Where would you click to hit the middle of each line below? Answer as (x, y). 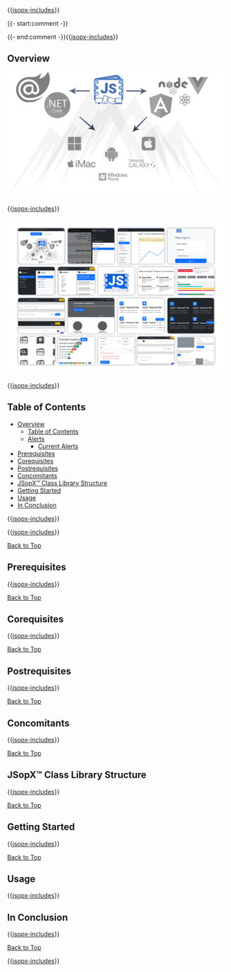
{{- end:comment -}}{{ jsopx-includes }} (63, 37)
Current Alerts (58, 446)
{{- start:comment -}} (38, 23)
